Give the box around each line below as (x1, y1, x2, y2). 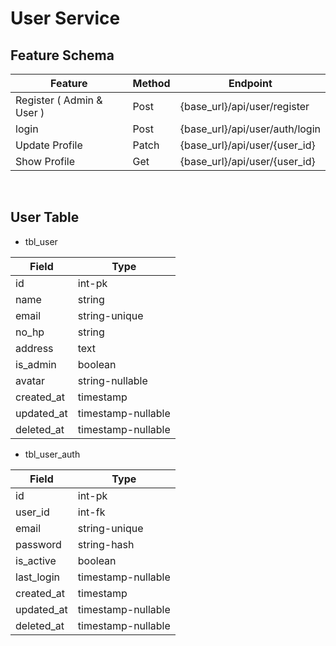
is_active (15, 553, 57, 567)
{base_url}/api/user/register (179, 100, 310, 113)
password (15, 537, 62, 551)
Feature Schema (10, 47, 115, 64)
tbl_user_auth (24, 448, 81, 460)
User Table (10, 209, 80, 226)
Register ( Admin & (15, 93, 103, 107)
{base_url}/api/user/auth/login (179, 122, 321, 136)
